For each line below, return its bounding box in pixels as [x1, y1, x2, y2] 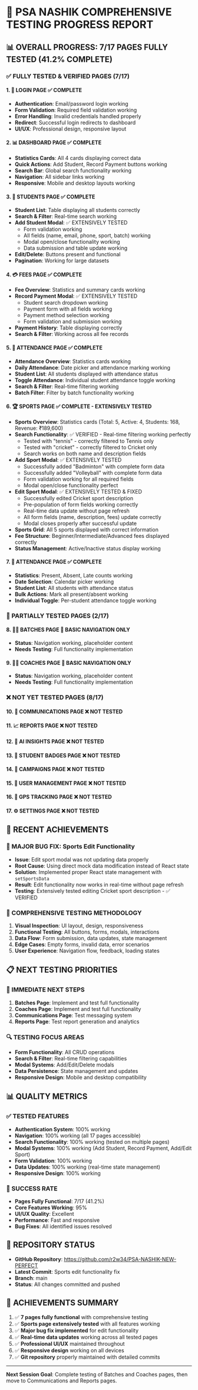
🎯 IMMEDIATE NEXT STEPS [6, 986, 85, 994]
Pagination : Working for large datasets [14, 257, 110, 265]
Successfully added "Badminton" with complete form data [23, 463, 165, 470]
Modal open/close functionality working [23, 239, 120, 246]
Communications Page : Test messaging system [14, 1011, 132, 1019]
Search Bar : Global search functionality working [14, 167, 131, 174]
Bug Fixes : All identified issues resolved [14, 1222, 112, 1230]
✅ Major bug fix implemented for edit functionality [14, 1327, 138, 1334]
